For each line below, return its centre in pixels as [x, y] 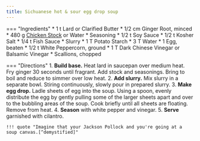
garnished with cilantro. [35, 116]
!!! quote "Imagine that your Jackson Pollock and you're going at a [94, 127]
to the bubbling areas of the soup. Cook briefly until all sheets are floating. [97, 103]
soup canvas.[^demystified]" [42, 132]
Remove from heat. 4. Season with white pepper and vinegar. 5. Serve [93, 109]
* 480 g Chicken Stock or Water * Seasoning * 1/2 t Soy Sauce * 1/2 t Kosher [100, 35]
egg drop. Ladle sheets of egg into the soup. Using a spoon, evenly [89, 90]
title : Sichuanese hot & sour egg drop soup [62, 12]
